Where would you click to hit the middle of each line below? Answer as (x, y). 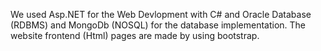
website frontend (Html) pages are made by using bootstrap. (135, 35)
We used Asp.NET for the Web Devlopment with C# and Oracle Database (161, 14)
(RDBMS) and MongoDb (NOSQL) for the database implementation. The (158, 25)
